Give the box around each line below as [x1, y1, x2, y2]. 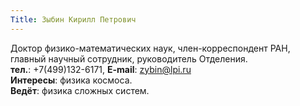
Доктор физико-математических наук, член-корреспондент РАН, [10, 42, 291, 54]
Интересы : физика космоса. [10, 74, 133, 86]
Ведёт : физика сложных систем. [10, 84, 150, 96]
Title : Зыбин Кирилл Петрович [10, 14, 137, 25]
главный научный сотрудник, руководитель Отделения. [10, 52, 248, 65]
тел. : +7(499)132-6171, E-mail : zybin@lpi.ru [10, 63, 192, 75]
